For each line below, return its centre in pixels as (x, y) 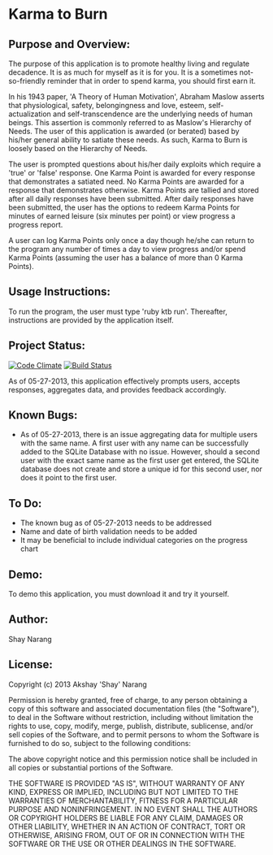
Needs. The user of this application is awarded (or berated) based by (124, 131)
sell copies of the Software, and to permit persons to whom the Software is (134, 734)
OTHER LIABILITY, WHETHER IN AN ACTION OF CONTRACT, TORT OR (127, 827)
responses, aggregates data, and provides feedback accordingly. (117, 389)
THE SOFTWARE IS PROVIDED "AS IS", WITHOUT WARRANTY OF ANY (127, 783)
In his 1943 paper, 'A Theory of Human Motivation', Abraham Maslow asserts (137, 97)
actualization (30, 114)
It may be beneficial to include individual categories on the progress (134, 540)
